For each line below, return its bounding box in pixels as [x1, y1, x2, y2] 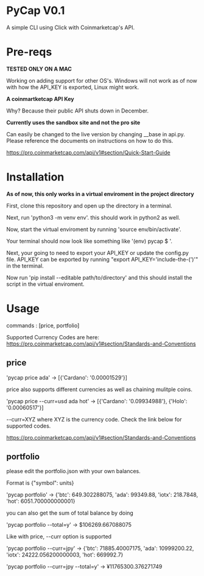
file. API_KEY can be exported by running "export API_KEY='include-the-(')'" [6, 255, 199, 263]
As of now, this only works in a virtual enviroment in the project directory [6, 190, 194, 198]
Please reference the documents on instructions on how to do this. [6, 137, 174, 144]
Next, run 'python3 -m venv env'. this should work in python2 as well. [6, 213, 181, 221]
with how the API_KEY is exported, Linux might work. [6, 83, 139, 91]
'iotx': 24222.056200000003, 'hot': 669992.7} [6, 551, 124, 558]
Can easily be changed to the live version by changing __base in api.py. [6, 130, 186, 137]
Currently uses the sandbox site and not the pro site [6, 119, 141, 126]
